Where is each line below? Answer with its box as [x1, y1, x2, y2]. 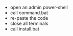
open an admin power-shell [10, 5, 68, 10]
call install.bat [10, 26, 40, 32]
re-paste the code [10, 15, 48, 21]
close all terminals [10, 20, 48, 26]
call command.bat [10, 10, 48, 16]
